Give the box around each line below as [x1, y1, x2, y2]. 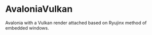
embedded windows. [5, 25, 49, 31]
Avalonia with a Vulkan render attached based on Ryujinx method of [5, 20, 147, 26]
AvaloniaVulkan [5, 3, 73, 15]
